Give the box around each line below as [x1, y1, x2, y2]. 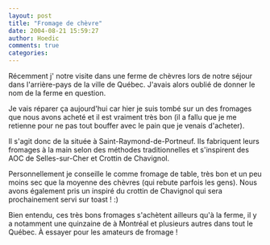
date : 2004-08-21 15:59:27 [8, 27, 99, 35]
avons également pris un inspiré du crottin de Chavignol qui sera [8, 186, 223, 195]
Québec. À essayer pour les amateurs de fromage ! [8, 227, 178, 237]
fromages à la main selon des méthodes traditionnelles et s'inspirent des [8, 145, 250, 154]
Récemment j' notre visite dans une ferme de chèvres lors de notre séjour [8, 71, 253, 80]
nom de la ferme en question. [8, 88, 106, 97]
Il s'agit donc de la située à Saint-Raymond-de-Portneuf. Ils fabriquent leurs [8, 137, 260, 145]
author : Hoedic [8, 34, 60, 43]
